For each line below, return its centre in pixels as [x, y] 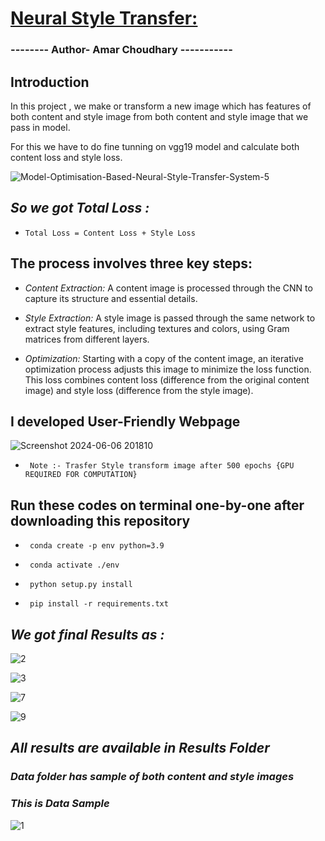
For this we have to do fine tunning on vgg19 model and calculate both [155, 146]
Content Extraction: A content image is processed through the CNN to [168, 288]
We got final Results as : [87, 634]
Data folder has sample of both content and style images [152, 777]
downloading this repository [100, 520]
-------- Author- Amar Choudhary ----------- [121, 50]
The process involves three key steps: [131, 263]
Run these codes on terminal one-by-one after [157, 505]
